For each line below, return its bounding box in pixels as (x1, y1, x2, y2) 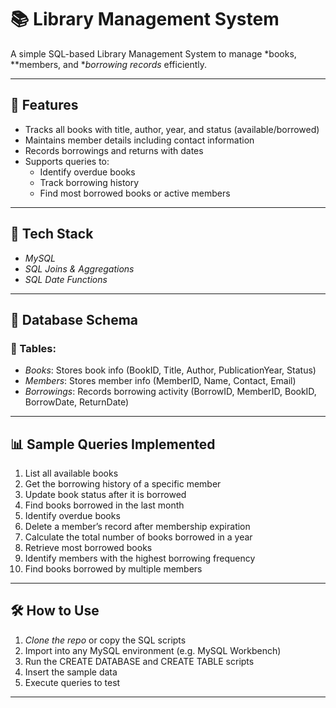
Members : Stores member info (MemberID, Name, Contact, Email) (24, 375, 297, 387)
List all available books (24, 467, 119, 480)
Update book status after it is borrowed (24, 489, 187, 501)
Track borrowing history (39, 176, 140, 188)
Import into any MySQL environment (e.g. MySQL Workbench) (24, 644, 282, 656)
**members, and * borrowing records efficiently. (10, 58, 208, 70)
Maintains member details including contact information (24, 134, 255, 146)
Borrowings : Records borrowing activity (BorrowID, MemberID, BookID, (24, 386, 317, 398)
